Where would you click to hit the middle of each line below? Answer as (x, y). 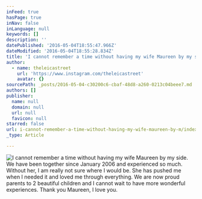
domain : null (28, 107)
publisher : (20, 96)
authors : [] (21, 90)
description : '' (26, 40)
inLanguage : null (28, 29)
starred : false (25, 124)
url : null (24, 113)
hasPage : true (24, 17)
